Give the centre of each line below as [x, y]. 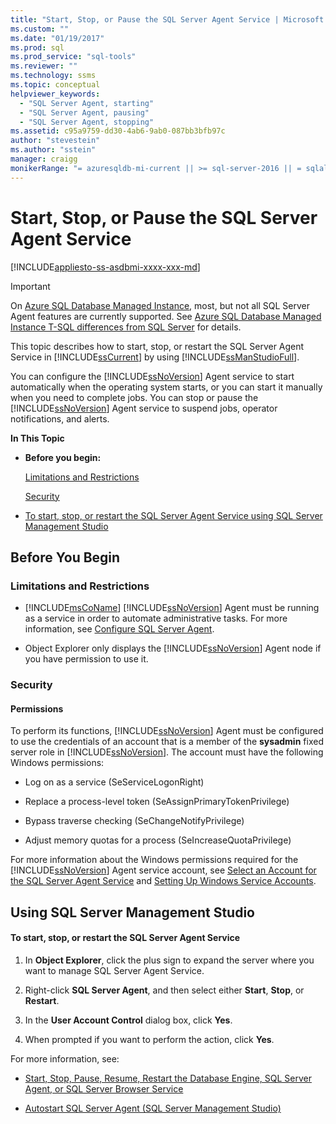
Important [30, 286]
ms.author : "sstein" [53, 150]
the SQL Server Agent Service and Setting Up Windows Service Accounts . [163, 881]
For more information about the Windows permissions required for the [154, 860]
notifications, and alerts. [60, 418]
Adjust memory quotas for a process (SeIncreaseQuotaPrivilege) [158, 840]
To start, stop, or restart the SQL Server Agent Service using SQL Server [173, 515]
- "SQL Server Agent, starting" [87, 103]
